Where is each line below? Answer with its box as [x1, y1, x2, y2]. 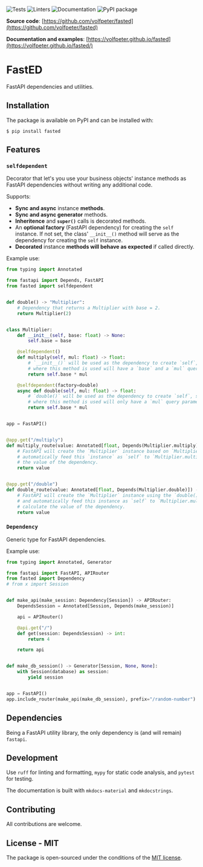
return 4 [28, 636, 50, 642]
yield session [28, 674, 63, 680]
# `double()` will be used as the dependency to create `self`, [28, 393, 193, 400]
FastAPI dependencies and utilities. [6, 83, 94, 90]
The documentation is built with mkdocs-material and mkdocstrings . [6, 787, 173, 794]
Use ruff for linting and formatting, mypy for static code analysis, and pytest [6, 769, 195, 776]
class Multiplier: [6, 327, 53, 333]
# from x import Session [6, 581, 69, 587]
